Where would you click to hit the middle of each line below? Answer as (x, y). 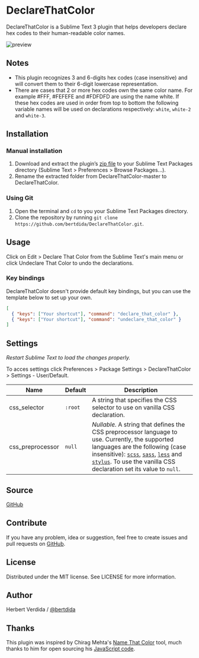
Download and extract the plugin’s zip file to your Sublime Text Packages (104, 164)
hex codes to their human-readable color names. (66, 33)
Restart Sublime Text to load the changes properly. (68, 358)
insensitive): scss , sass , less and (137, 454)
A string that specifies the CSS (134, 400)
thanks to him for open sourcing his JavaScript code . (70, 649)
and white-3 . (30, 115)
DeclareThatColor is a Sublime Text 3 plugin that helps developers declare (97, 27)
